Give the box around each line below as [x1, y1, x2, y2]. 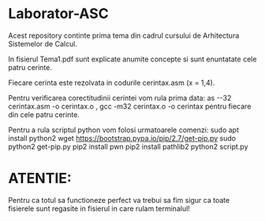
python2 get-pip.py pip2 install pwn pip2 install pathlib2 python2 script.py [8, 142, 248, 151]
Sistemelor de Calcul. [8, 39, 77, 48]
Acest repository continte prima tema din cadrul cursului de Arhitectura [8, 31, 240, 40]
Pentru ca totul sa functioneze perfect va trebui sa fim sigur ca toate [8, 195, 230, 204]
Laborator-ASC [8, 5, 109, 23]
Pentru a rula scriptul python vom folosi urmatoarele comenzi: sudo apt [8, 125, 239, 134]
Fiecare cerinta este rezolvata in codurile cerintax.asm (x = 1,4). [8, 78, 215, 87]
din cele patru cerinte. [8, 109, 80, 119]
